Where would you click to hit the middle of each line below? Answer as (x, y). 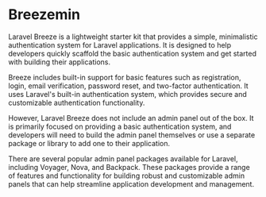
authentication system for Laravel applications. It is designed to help (120, 44)
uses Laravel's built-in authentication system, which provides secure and (128, 94)
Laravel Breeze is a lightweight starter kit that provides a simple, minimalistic (133, 37)
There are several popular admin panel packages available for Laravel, (123, 158)
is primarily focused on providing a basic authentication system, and (120, 126)
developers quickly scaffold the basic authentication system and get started (132, 53)
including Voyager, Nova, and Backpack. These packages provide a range (129, 167)
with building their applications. (60, 62)
